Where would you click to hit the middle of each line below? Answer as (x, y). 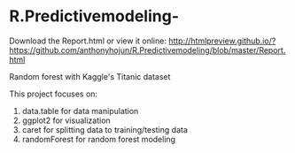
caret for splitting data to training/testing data (105, 129)
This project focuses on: (54, 94)
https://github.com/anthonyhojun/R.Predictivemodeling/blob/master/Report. (147, 50)
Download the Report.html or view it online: (88, 41)
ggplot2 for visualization (66, 120)
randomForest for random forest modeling (98, 139)
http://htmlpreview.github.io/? (222, 41)
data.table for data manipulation (80, 111)
